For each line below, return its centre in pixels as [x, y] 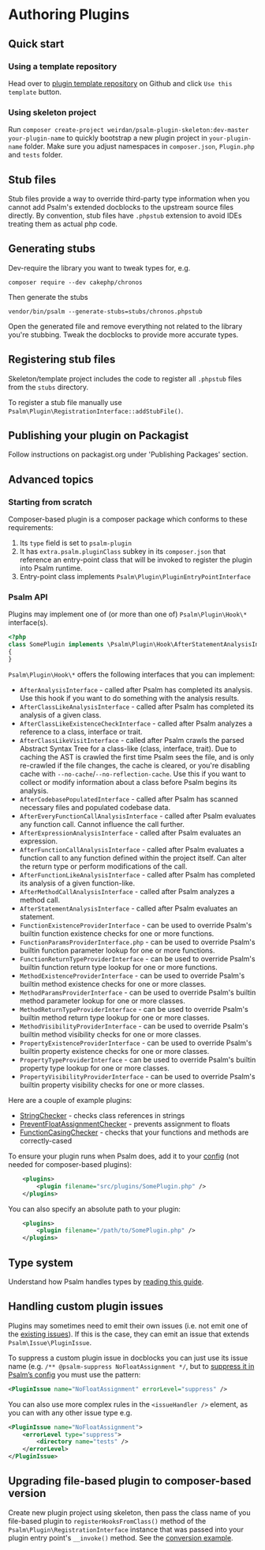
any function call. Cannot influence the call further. [102, 824]
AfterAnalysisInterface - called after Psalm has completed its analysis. [136, 689]
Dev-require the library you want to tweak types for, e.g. [99, 267]
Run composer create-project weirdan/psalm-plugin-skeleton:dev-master [129, 130]
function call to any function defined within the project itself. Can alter [133, 858]
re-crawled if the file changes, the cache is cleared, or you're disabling [135, 765]
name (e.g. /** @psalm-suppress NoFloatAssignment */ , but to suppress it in [131, 1366]
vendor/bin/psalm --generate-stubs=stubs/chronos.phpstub [105, 311]
